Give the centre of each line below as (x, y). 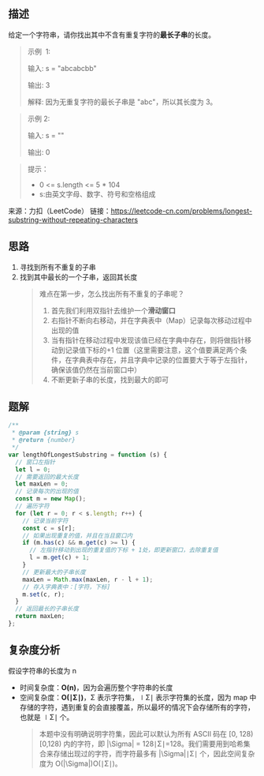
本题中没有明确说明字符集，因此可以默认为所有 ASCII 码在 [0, (138, 733)
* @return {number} (44, 440)
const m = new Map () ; (51, 499)
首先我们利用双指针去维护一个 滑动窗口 (113, 310)
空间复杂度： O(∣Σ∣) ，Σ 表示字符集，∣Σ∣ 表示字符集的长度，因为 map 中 (138, 697)
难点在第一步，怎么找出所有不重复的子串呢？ (112, 294)
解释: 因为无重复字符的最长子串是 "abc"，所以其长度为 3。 (122, 102)
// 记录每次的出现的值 (47, 492)
